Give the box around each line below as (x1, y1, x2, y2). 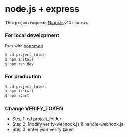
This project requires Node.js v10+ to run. (5, 20, 89, 25)
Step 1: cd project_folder (12, 116, 62, 122)
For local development (5, 32, 60, 39)
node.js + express (5, 3, 80, 15)
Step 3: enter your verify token (12, 126, 74, 133)
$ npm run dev (5, 61, 34, 67)
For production (5, 73, 42, 80)
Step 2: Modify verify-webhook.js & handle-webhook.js (12, 121, 124, 127)
